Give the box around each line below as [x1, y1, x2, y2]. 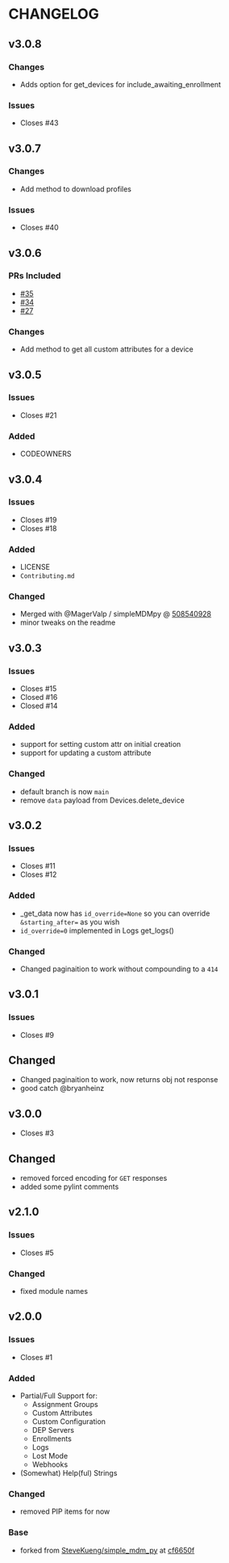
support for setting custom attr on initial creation [19, 739, 181, 749]
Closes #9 [19, 1030, 55, 1039]
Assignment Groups [31, 1400, 98, 1409]
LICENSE [19, 562, 51, 572]
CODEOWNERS [19, 449, 72, 459]
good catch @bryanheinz [19, 1084, 105, 1093]
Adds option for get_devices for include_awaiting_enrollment [19, 79, 222, 89]
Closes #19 [19, 515, 57, 525]
